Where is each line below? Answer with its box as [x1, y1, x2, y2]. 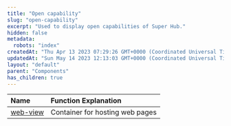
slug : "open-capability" [7, 17, 78, 23]
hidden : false [7, 29, 48, 36]
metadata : [7, 36, 36, 43]
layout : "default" [7, 61, 60, 68]
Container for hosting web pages [50, 107, 157, 117]
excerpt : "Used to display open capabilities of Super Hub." [7, 23, 186, 30]
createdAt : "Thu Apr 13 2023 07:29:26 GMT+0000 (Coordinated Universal [7, 49, 217, 56]
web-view [10, 107, 45, 117]
